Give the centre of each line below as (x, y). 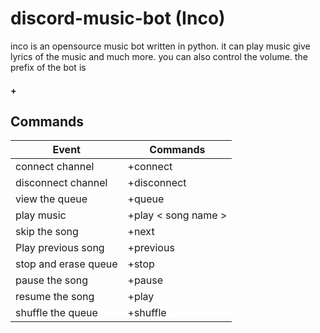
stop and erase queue (66, 264)
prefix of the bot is (48, 67)
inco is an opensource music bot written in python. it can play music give (160, 46)
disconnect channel (61, 183)
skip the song (47, 232)
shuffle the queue (56, 313)
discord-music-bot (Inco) (118, 18)
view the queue (51, 199)
